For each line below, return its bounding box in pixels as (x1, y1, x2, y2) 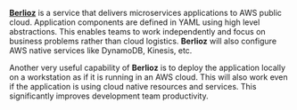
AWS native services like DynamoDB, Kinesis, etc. (9, 45, 193, 56)
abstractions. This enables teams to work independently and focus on (9, 27, 266, 36)
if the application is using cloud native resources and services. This (9, 82, 257, 91)
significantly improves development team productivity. (9, 90, 209, 101)
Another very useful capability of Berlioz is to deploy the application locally (9, 62, 286, 73)
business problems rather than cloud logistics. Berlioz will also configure (9, 35, 277, 46)
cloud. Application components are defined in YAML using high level (9, 17, 260, 27)
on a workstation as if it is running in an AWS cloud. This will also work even (9, 72, 288, 82)
